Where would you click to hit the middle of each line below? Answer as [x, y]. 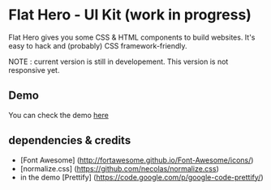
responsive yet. [34, 70]
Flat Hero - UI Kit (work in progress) [130, 15]
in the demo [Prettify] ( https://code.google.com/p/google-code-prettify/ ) [142, 177]
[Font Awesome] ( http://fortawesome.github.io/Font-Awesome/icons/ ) [137, 160]
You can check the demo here [59, 115]
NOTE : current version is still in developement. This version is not [118, 61]
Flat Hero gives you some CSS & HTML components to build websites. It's [132, 37]
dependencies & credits [70, 140]
